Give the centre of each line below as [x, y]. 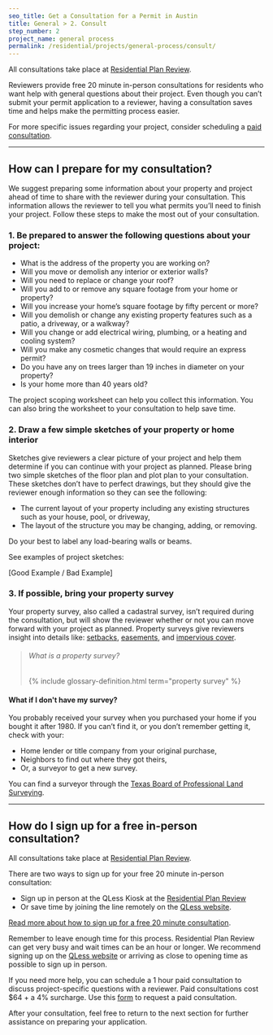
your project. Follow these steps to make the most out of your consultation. [134, 214]
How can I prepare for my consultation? [110, 169]
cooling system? [48, 341]
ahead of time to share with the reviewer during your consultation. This [127, 197]
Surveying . [26, 793]
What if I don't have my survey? [63, 700]
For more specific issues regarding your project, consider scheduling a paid [135, 127]
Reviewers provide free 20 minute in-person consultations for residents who [136, 85]
